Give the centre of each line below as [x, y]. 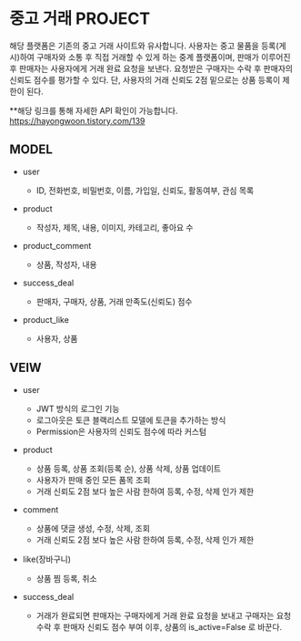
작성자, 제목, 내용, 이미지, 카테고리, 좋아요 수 [115, 227]
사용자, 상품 [57, 338]
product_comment [57, 245]
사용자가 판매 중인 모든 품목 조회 [93, 480]
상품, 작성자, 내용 [66, 264]
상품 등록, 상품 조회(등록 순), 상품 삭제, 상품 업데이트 [128, 468]
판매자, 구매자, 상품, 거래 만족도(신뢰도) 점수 [114, 301]
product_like [46, 319]
